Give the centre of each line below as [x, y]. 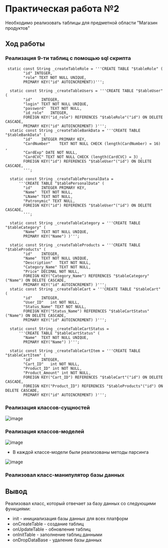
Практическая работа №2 [62, 9]
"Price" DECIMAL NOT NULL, [52, 271]
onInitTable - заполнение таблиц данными [57, 534]
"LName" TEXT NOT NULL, [48, 196]
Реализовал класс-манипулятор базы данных [65, 475]
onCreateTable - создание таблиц [48, 524]
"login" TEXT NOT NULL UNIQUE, [56, 104]
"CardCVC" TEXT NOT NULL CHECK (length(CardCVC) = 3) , [83, 157]
